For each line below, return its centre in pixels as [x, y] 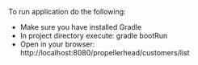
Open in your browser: [57, 44]
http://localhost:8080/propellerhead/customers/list [105, 53]
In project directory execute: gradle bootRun [94, 36]
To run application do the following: [67, 12]
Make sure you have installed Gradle [81, 27]
